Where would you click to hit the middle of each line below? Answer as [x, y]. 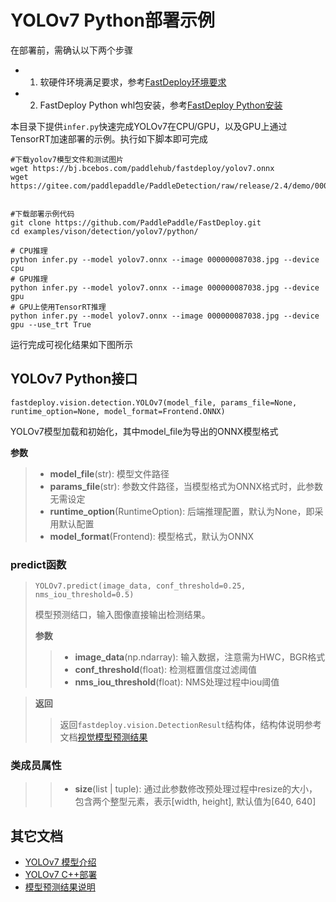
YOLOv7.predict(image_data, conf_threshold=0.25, [140, 586]
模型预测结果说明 [60, 887]
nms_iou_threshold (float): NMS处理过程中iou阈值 [177, 682]
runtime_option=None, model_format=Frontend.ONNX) [118, 411]
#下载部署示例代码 [42, 214]
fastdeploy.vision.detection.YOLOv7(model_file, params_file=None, [154, 402]
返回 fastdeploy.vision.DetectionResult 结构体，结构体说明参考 [190, 725]
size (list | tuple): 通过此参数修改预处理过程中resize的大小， [196, 789]
